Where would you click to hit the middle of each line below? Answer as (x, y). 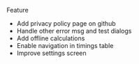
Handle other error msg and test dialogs (74, 31)
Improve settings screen (51, 53)
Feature (17, 10)
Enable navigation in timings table (65, 46)
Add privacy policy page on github (66, 23)
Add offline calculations (51, 38)
